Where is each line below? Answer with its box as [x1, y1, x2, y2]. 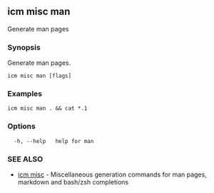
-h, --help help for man [14, 137, 94, 145]
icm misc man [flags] [7, 73, 72, 80]
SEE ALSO [7, 154, 44, 164]
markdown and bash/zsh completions [17, 178, 129, 186]
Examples [7, 89, 43, 99]
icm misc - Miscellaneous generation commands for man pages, [17, 170, 207, 179]
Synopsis [7, 42, 41, 52]
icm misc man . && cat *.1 [7, 105, 88, 113]
